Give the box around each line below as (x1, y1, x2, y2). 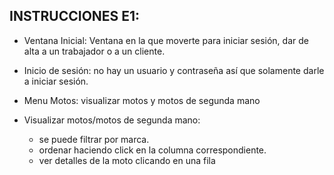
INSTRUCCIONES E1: (9, 8, 141, 25)
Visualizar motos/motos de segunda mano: (23, 114, 201, 126)
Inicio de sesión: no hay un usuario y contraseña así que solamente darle (23, 64, 325, 76)
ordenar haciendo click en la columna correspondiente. (38, 144, 267, 156)
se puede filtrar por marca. (38, 133, 150, 145)
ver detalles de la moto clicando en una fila (38, 154, 216, 166)
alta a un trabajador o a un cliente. (23, 45, 166, 57)
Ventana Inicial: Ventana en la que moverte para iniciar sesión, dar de (23, 34, 309, 46)
